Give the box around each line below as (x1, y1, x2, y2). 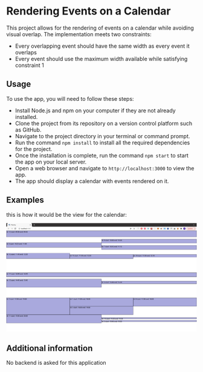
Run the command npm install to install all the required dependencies (14, 139, 190, 146)
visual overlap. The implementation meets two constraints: (6, 30, 152, 37)
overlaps (14, 48, 37, 56)
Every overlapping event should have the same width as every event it (14, 42, 190, 50)
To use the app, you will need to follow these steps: (6, 95, 134, 102)
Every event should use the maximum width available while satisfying (14, 55, 188, 62)
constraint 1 (14, 62, 44, 69)
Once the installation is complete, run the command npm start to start (14, 152, 189, 159)
